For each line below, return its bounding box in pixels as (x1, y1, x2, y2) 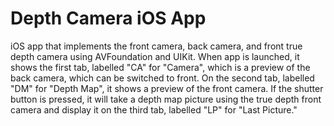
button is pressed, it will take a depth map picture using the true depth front (10, 93, 322, 105)
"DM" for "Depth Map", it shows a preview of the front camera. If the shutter (10, 82, 324, 94)
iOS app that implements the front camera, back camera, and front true (10, 40, 303, 52)
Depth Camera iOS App (10, 7, 207, 30)
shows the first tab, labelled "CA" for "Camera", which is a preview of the (10, 61, 311, 73)
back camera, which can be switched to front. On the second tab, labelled (10, 72, 315, 84)
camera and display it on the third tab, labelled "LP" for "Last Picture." (10, 103, 298, 116)
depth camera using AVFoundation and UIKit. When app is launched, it (10, 50, 300, 62)
